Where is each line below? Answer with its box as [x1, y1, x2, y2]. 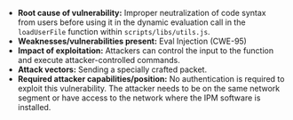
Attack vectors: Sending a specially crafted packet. [17, 64, 207, 75]
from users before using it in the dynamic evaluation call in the [17, 17, 246, 28]
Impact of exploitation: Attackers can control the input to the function [17, 45, 273, 56]
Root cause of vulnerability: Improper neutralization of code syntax [17, 8, 266, 18]
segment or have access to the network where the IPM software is [17, 92, 261, 103]
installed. [17, 102, 51, 112]
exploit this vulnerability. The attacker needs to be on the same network [17, 84, 281, 93]
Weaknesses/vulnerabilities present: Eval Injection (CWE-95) [17, 36, 247, 46]
